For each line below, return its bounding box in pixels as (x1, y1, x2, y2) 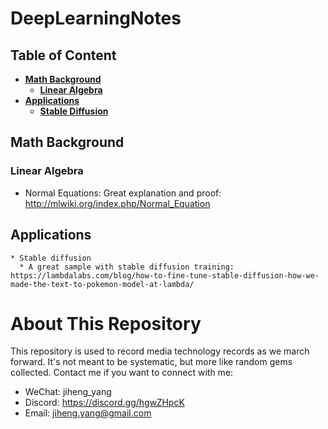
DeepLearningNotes (10, 7, 182, 30)
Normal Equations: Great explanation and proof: (24, 187, 222, 199)
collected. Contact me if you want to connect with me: (10, 367, 234, 379)
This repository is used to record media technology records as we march (10, 345, 310, 357)
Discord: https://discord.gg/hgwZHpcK (24, 397, 185, 409)
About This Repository (10, 312, 202, 335)
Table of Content (10, 47, 117, 64)
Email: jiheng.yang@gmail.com (24, 407, 152, 419)
